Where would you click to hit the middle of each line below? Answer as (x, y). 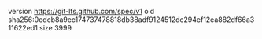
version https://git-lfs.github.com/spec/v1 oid (81, 11)
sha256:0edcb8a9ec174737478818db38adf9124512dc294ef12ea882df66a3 (131, 19)
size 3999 (55, 28)
